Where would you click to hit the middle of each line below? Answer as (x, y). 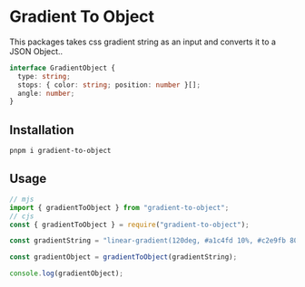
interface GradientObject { (63, 68)
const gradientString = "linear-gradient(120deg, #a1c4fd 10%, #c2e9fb (148, 241)
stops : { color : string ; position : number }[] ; (109, 85)
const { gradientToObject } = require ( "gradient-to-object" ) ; (129, 225)
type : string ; (44, 76)
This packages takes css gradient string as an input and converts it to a (143, 42)
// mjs (22, 199)
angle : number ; (46, 93)
